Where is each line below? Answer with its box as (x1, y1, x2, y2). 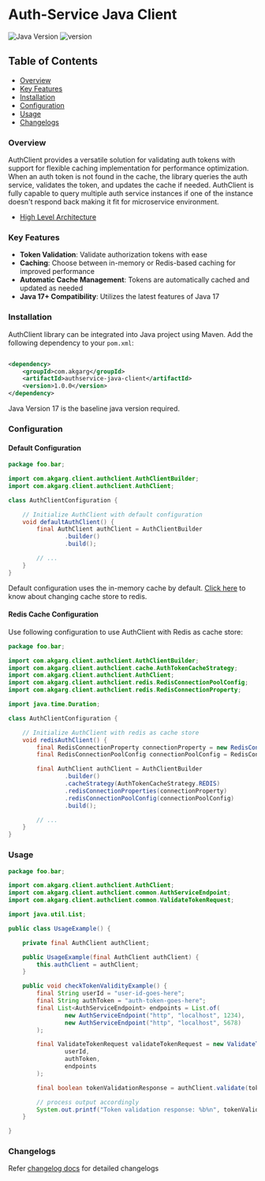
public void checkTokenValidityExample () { (22, 982, 168, 990)
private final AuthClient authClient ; (22, 939, 150, 947)
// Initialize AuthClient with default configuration (22, 511, 203, 519)
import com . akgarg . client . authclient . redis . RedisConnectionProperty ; (8, 686, 242, 694)
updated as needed (19, 283, 84, 293)
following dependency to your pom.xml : (8, 338, 134, 347)
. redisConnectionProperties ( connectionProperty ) (64, 787, 227, 795)
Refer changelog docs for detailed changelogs (8, 1164, 159, 1173)
